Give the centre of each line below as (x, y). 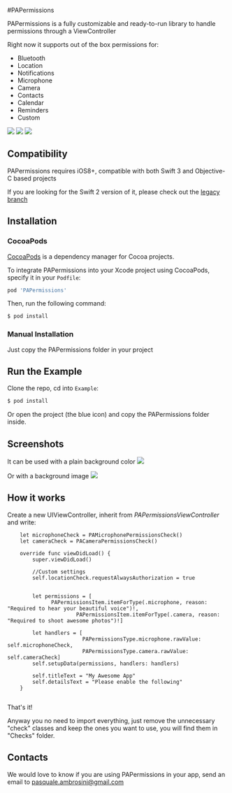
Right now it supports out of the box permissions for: (83, 44)
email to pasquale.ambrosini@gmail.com (66, 782)
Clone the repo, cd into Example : (53, 388)
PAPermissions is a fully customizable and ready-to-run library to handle (111, 23)
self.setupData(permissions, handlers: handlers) (106, 664)
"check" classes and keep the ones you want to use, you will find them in (113, 728)
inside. (17, 422)
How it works (36, 498)
